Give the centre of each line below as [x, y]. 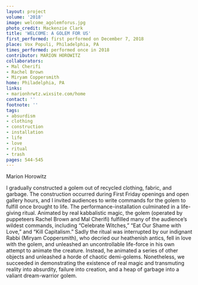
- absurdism [21, 116]
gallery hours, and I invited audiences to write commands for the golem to [96, 201]
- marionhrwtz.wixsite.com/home [46, 94]
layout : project [26, 12]
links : [14, 89]
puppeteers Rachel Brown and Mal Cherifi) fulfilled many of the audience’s [97, 220]
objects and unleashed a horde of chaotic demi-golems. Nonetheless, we [95, 257]
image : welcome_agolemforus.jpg [46, 22]
